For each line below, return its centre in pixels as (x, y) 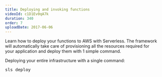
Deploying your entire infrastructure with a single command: (65, 61)
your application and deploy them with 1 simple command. (63, 51)
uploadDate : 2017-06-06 (29, 27)
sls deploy (18, 70)
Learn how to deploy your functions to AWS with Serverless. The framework (81, 41)
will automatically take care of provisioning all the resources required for (77, 46)
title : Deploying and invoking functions (48, 9)
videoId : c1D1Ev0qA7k (27, 14)
